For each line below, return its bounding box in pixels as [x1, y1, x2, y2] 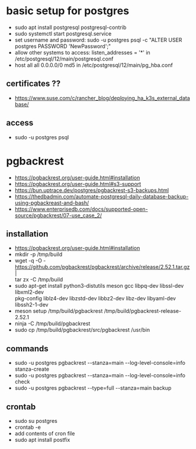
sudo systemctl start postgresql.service [14, 30, 112, 37]
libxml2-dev [14, 288, 44, 296]
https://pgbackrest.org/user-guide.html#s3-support [14, 180, 142, 187]
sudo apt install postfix [14, 436, 70, 443]
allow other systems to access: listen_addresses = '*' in [14, 49, 151, 56]
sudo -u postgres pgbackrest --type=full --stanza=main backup [14, 384, 172, 392]
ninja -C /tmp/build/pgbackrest [14, 320, 91, 327]
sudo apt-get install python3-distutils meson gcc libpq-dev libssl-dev [14, 283, 184, 290]
